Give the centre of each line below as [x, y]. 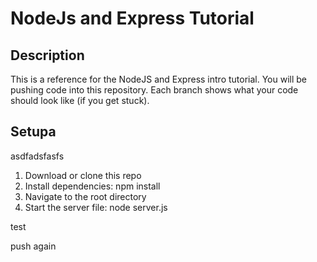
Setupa [33, 132]
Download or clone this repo [83, 175]
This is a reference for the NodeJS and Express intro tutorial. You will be [159, 79]
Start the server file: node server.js [96, 207]
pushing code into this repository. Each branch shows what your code [154, 90]
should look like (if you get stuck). [80, 100]
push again [33, 246]
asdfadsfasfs [37, 156]
